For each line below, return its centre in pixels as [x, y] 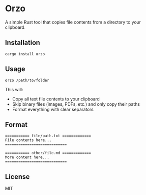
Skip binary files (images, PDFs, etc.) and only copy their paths [76, 104]
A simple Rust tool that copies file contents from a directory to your [73, 22]
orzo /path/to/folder [27, 80]
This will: [14, 89]
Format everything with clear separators [53, 109]
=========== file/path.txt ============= [48, 136]
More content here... [27, 157]
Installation [23, 43]
